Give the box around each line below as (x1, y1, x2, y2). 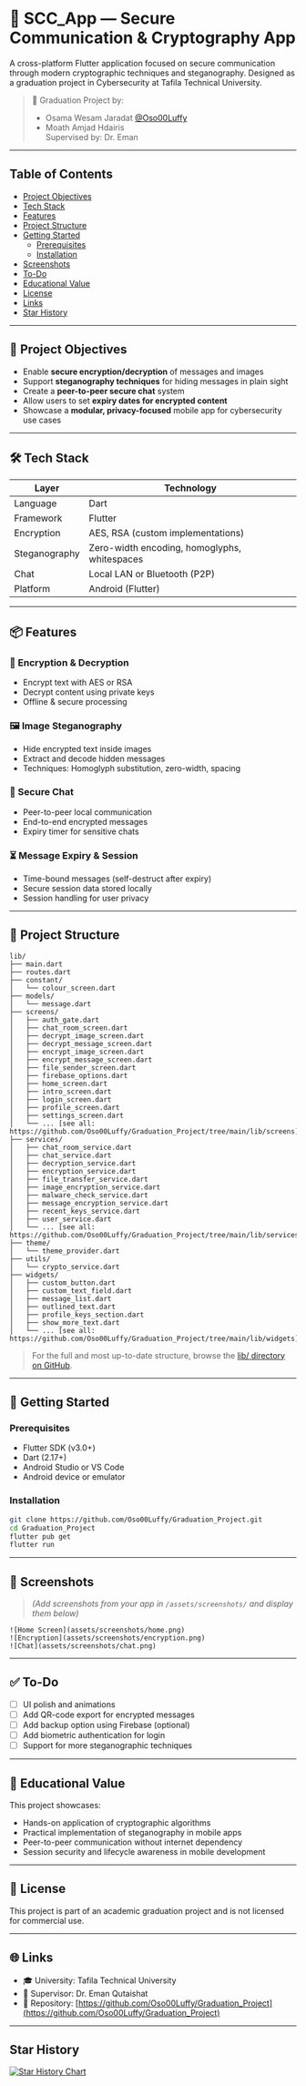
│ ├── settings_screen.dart (9, 1111, 125, 1120)
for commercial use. (9, 1915, 85, 1926)
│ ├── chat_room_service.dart (9, 1143, 132, 1152)
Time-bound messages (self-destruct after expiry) (22, 873, 212, 884)
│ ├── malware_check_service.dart (9, 1190, 148, 1200)
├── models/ (9, 992, 55, 1001)
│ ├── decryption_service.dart (9, 1158, 137, 1168)
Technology (163, 482, 217, 494)
